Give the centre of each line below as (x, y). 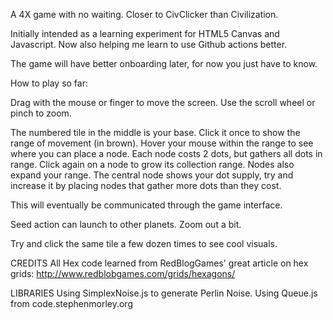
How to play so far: (49, 83)
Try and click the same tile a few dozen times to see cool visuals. (144, 243)
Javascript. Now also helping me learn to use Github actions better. (149, 44)
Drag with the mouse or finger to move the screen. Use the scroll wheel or (163, 102)
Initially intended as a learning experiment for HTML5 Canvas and (145, 33)
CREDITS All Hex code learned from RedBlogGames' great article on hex (159, 263)
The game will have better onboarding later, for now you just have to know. (164, 63)
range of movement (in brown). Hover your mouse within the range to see (162, 143)
